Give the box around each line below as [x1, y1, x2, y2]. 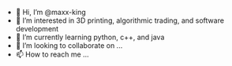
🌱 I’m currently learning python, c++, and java [15, 32, 165, 42]
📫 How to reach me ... [15, 49, 89, 59]
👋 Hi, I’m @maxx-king [15, 8, 86, 16]
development [15, 24, 59, 33]
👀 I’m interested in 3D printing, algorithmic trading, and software [15, 16, 225, 25]
